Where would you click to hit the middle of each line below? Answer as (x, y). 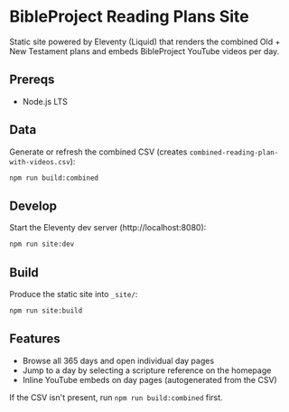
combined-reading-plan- (234, 152)
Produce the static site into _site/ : (74, 294)
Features (35, 339)
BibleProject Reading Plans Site (130, 17)
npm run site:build (46, 310)
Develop (33, 206)
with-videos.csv (40, 162)
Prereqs (32, 80)
